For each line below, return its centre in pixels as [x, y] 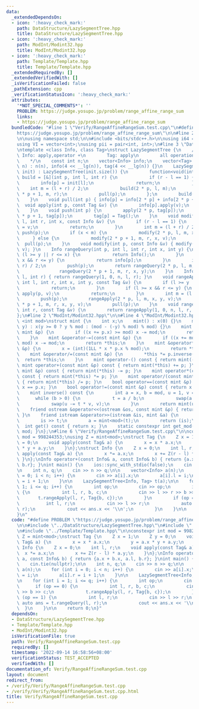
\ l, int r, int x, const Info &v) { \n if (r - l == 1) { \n [102, 222]
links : [25, 116]
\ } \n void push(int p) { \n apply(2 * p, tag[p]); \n [100, 211]
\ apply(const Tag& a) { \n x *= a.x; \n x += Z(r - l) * [106, 453]
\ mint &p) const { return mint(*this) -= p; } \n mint [90, 371]
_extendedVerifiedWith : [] [45, 78]
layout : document [28, 675]
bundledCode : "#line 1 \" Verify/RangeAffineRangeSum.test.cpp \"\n [95, 128]
